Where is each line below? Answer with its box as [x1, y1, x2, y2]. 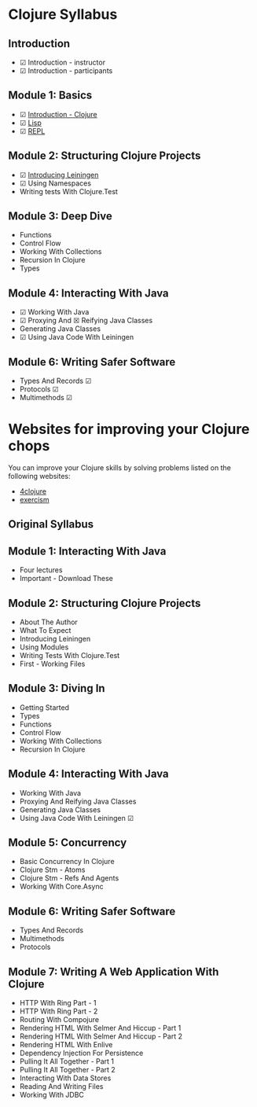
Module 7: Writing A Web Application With [8, 965, 219, 978]
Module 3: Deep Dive [8, 210, 112, 223]
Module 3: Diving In [8, 682, 105, 695]
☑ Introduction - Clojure [19, 109, 98, 119]
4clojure [19, 487, 47, 496]
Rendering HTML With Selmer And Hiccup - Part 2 [19, 1032, 183, 1041]
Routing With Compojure [19, 1015, 100, 1024]
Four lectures [19, 565, 63, 575]
